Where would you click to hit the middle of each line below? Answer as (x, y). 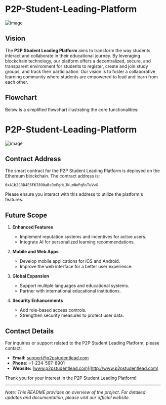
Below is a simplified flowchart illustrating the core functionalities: (72, 110)
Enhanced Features (33, 227)
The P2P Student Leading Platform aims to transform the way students (78, 50)
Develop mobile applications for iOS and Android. (70, 261)
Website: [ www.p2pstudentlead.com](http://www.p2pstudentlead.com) (85, 368)
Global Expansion (31, 276)
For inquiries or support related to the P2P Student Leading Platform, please (82, 343)
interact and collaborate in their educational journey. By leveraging (73, 56)
